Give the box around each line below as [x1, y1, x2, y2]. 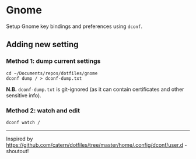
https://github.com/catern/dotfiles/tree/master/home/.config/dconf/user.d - [6, 141, 187, 149]
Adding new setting [6, 40, 79, 50]
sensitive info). [6, 91, 42, 99]
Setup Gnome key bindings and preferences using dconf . [6, 23, 143, 30]
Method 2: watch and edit [6, 106, 80, 114]
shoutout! [6, 147, 29, 154]
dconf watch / [6, 119, 41, 125]
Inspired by [6, 135, 33, 142]
